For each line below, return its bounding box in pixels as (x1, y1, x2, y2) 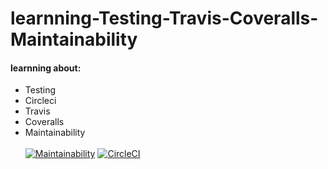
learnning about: (10, 62, 82, 74)
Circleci (24, 95, 57, 107)
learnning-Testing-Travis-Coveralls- (10, 7, 319, 30)
